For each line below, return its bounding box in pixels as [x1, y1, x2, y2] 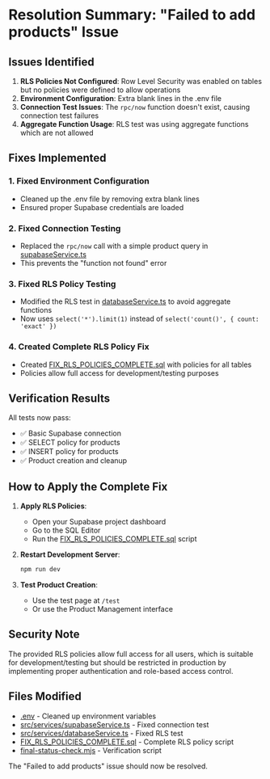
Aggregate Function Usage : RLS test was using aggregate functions [19, 120, 249, 128]
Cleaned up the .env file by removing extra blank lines [19, 194, 200, 204]
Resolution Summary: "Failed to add [8, 6, 256, 24]
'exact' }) [19, 322, 57, 331]
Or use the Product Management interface [32, 604, 174, 614]
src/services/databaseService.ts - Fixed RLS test [19, 728, 184, 738]
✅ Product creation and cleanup [19, 456, 128, 465]
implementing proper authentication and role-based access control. [8, 666, 234, 676]
